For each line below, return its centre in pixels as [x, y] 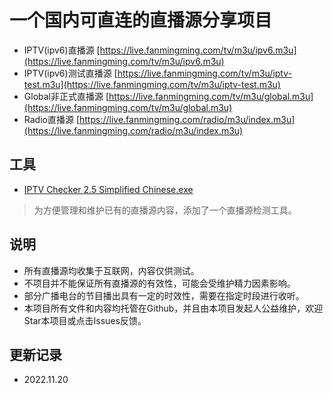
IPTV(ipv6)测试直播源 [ [70, 73]
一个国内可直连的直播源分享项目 [141, 20]
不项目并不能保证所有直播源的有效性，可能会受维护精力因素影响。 [159, 283]
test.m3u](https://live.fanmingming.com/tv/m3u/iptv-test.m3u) [152, 84]
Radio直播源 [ [52, 119]
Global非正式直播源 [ [66, 96]
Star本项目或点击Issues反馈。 [85, 320]
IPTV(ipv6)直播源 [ [62, 50]
